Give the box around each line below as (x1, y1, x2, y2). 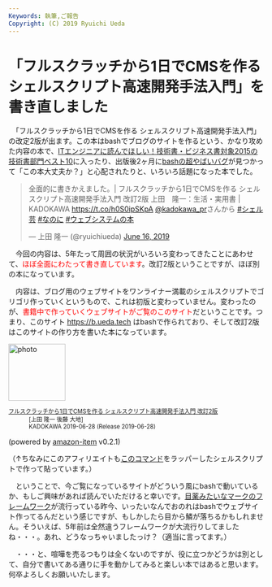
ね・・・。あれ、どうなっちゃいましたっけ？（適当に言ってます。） (8, 532, 231, 541)
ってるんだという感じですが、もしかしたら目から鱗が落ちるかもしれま (22, 511, 257, 521)
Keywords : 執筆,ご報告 (8, 11, 80, 20)
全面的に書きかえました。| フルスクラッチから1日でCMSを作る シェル (28, 184, 261, 193)
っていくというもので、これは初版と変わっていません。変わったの (36, 297, 257, 307)
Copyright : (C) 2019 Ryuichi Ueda (8, 20, 126, 28)
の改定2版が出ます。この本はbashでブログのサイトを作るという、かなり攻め (8, 136, 264, 146)
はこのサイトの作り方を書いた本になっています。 (8, 327, 171, 337)
